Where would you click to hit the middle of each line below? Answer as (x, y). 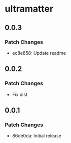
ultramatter (29, 9)
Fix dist (20, 94)
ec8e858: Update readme (39, 53)
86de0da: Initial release (37, 136)
